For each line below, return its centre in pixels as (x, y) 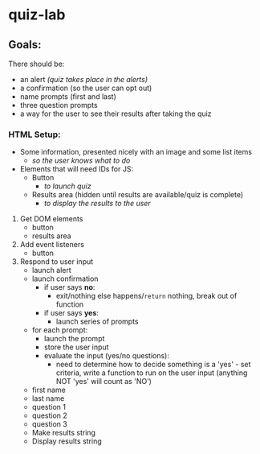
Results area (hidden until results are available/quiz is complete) (138, 195)
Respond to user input (57, 262)
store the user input (76, 347)
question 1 (49, 407)
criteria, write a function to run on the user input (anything (152, 373)
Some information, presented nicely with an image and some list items (136, 152)
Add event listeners (52, 245)
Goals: (25, 45)
